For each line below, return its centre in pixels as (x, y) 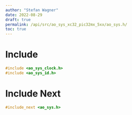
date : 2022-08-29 (24, 15)
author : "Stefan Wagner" (32, 10)
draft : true (18, 20)
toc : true (16, 29)
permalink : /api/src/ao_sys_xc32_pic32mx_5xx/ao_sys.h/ (66, 24)
